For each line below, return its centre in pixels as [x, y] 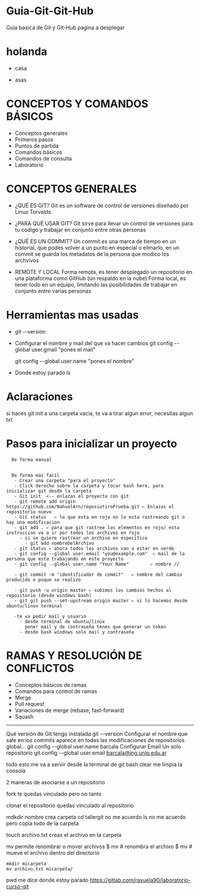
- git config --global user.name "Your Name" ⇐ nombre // [97, 564]
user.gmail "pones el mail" [64, 349]
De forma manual [32, 460]
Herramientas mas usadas [72, 315]
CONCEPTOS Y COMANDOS [77, 104]
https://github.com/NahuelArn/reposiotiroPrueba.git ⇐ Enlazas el [90, 506]
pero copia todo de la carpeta [43, 823]
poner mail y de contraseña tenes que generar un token [96, 627]
